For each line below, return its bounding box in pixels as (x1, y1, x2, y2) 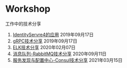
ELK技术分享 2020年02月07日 (12, 44, 76, 50)
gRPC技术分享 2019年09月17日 (12, 38, 78, 44)
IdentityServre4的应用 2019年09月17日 (12, 31, 94, 37)
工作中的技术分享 (5, 20, 41, 27)
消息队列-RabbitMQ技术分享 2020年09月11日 (12, 51, 107, 57)
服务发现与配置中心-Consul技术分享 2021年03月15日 (12, 57, 123, 63)
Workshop (5, 3, 50, 15)
